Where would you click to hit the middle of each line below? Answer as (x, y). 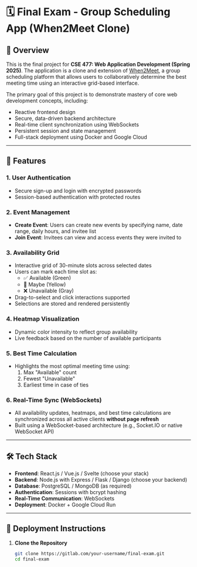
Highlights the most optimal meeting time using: (72, 366)
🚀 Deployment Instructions (56, 528)
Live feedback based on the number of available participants (88, 338)
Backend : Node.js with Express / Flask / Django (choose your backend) (101, 479)
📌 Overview (28, 50)
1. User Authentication (39, 178)
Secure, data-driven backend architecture (65, 118)
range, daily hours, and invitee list (55, 231)
